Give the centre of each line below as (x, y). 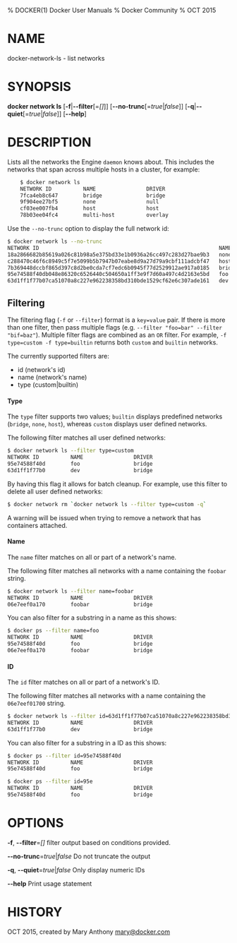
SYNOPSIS (39, 87)
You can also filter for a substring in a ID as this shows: (87, 743)
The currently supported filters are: (58, 356)
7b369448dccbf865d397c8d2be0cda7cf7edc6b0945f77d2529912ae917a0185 (109, 268)
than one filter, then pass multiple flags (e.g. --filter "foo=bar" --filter (115, 327)
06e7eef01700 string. (36, 703)
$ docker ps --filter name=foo (53, 631)
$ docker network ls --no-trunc (55, 242)
